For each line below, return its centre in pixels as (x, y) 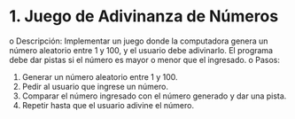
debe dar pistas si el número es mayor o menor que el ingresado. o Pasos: (145, 59)
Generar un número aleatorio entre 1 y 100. (100, 76)
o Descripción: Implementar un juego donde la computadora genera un (139, 41)
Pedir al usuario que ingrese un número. (95, 86)
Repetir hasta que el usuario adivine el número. (108, 105)
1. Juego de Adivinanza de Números (144, 16)
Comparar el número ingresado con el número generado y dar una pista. (154, 96)
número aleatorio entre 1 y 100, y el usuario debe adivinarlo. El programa (141, 50)
